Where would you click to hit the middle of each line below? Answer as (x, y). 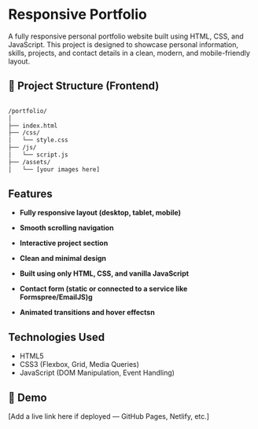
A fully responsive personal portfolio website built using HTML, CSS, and (126, 36)
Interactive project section (64, 243)
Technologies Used (56, 337)
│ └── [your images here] (54, 169)
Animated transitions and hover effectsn (87, 313)
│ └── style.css (38, 140)
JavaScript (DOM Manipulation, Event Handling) (97, 373)
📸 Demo (28, 397)
